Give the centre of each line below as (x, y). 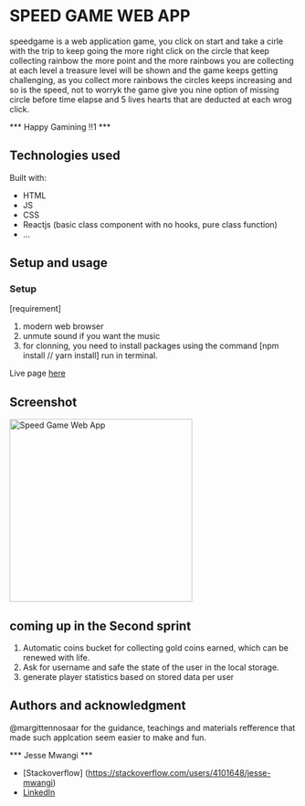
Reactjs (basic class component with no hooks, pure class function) (150, 224)
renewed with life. (56, 658)
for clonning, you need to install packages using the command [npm (151, 346)
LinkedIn (39, 792)
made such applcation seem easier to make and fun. (108, 737)
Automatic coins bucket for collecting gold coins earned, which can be (156, 648)
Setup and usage (58, 263)
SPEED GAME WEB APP (100, 16)
